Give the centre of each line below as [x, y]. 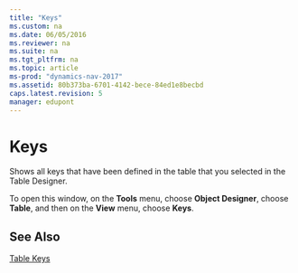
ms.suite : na [34, 52]
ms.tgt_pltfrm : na [44, 60]
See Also [35, 236]
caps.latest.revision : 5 [56, 93]
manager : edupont [42, 102]
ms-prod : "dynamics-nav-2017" [66, 77]
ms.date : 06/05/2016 [48, 34]
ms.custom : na [36, 26]
